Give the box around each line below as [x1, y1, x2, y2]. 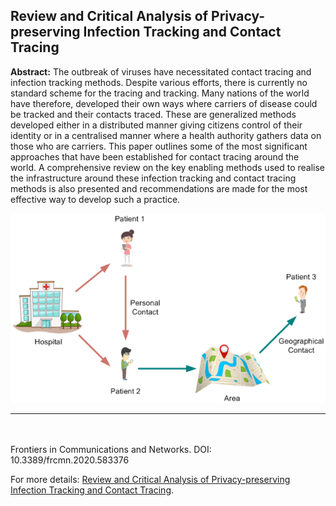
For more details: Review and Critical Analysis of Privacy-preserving [10, 474, 291, 486]
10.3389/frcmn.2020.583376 [10, 454, 130, 466]
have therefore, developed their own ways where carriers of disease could [10, 97, 318, 109]
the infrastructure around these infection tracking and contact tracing [10, 172, 297, 184]
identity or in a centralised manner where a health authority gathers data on [10, 129, 322, 141]
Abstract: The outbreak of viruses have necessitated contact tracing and [10, 65, 312, 78]
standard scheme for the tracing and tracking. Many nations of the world [10, 87, 310, 99]
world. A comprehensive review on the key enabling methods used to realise [10, 161, 326, 173]
